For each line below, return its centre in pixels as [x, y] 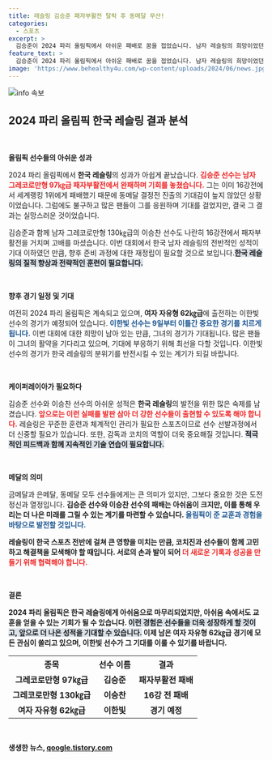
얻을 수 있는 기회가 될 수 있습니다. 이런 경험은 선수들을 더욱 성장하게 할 [132, 622]
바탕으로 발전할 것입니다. [47, 524]
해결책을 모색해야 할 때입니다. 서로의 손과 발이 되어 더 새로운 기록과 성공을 [138, 552]
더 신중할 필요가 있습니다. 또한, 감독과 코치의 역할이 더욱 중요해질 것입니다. [126, 433]
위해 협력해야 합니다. [55, 562]
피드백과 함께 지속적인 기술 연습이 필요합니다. [93, 444]
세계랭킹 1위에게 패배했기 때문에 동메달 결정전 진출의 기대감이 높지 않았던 [132, 194]
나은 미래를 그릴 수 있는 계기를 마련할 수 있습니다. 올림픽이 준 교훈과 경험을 [147, 514]
